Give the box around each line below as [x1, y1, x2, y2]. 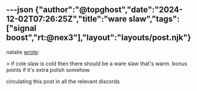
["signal [6, 23, 37, 33]
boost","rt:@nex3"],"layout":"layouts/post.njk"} [6, 33, 192, 43]
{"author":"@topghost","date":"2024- [34, 5, 183, 15]
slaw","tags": [128, 14, 180, 24]
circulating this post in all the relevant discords [6, 77, 120, 85]
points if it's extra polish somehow [6, 66, 90, 73]
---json [6, 5, 34, 15]
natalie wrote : [6, 48, 40, 55]
